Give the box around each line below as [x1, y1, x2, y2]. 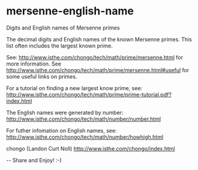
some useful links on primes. [6, 73, 77, 80]
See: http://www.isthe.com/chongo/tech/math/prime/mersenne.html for [6, 53, 183, 61]
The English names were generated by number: [6, 109, 124, 116]
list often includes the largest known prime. [6, 42, 113, 49]
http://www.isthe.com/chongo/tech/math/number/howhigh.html [6, 133, 164, 141]
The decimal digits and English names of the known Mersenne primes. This [6, 35, 192, 43]
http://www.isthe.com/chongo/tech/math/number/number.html [6, 115, 161, 123]
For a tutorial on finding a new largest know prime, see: [6, 84, 143, 91]
